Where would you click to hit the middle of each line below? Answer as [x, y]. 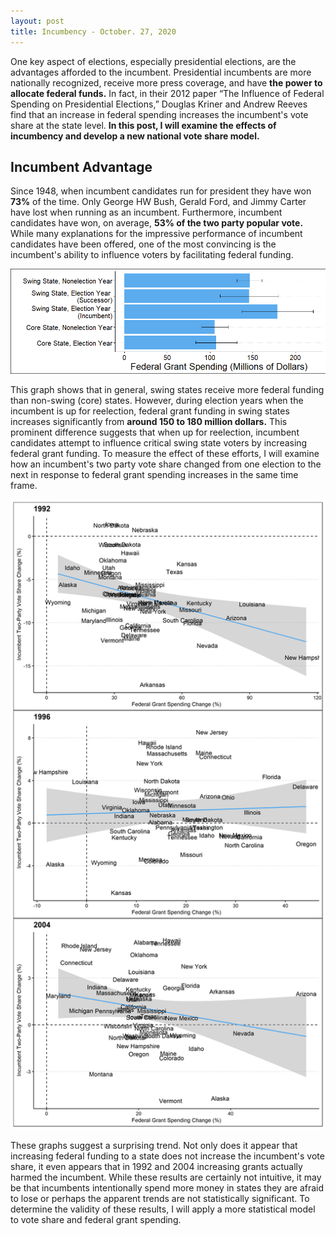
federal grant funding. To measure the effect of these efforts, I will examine [165, 454]
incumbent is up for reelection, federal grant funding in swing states [150, 411]
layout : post [37, 21]
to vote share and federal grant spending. [96, 1220]
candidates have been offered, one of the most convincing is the [143, 244]
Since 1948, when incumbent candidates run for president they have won [161, 191]
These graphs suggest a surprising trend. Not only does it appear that [154, 1146]
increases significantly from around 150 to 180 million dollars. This [149, 422]
